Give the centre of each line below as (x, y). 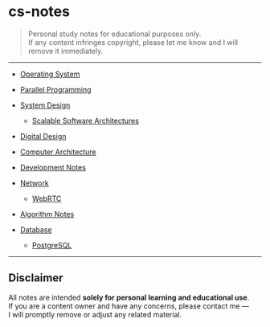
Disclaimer (36, 278)
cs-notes (39, 12)
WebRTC (47, 198)
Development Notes (53, 167)
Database (36, 229)
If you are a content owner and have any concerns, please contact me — (129, 306)
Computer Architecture (58, 152)
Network (35, 182)
